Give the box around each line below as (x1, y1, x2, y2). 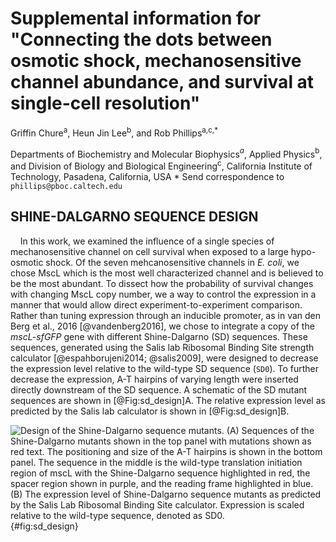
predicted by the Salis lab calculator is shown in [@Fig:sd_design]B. (10, 405, 290, 417)
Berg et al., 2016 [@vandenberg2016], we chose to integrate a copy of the (10, 320, 315, 332)
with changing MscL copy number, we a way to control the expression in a (10, 288, 317, 300)
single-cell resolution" (10, 92, 201, 115)
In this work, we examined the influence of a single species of (19, 235, 275, 247)
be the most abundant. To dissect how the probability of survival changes (10, 277, 314, 289)
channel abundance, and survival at (10, 71, 315, 94)
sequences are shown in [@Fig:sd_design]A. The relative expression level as (10, 394, 326, 406)
